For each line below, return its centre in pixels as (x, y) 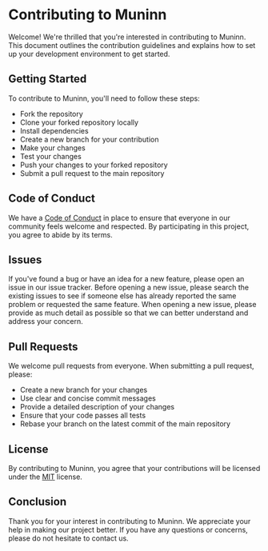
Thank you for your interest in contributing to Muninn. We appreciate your (130, 521)
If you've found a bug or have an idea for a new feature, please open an (126, 279)
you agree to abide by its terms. (61, 234)
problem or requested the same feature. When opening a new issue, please (132, 305)
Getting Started (48, 79)
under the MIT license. (45, 477)
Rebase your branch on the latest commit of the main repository (125, 424)
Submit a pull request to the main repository (92, 173)
